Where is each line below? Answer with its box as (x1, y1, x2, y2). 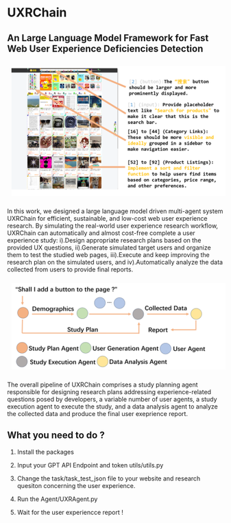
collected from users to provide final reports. (7, 265, 134, 273)
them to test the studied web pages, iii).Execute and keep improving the (7, 250, 210, 258)
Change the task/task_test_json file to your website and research (16, 474, 201, 483)
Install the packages (16, 448, 74, 456)
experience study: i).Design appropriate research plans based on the (7, 236, 202, 244)
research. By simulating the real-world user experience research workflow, (7, 221, 218, 230)
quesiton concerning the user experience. (16, 481, 136, 489)
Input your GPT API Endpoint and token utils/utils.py (16, 461, 164, 469)
